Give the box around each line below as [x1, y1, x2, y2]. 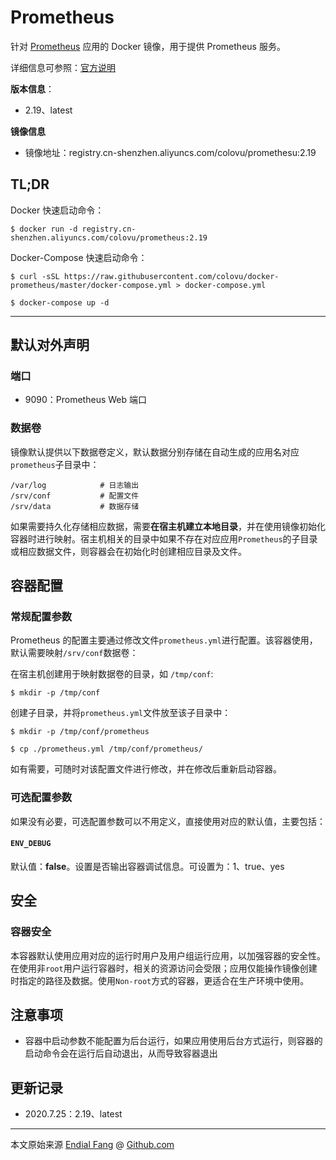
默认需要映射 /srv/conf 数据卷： [10, 647, 139, 659]
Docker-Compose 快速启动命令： [10, 251, 148, 263]
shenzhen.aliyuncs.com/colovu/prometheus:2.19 [10, 232, 208, 243]
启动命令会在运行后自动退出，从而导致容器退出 [24, 1047, 218, 1060]
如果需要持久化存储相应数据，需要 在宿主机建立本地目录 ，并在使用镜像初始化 [10, 520, 326, 532]
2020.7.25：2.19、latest [24, 1108, 123, 1120]
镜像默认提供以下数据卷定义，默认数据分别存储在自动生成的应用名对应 [10, 446, 300, 458]
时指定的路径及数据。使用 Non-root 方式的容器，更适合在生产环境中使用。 [10, 974, 310, 986]
